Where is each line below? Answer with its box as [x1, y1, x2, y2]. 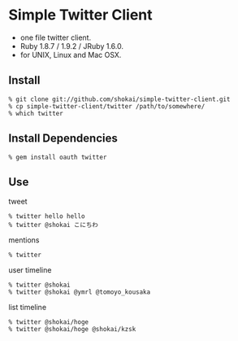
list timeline [8, 303, 47, 313]
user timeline [8, 265, 52, 275]
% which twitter [8, 109, 63, 117]
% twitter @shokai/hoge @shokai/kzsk [8, 326, 136, 334]
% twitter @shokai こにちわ [8, 221, 99, 230]
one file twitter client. [19, 33, 92, 42]
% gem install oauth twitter [8, 153, 107, 161]
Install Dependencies [8, 132, 118, 146]
